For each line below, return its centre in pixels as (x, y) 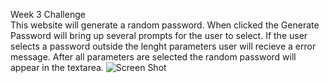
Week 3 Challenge (48, 14)
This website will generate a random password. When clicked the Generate (165, 25)
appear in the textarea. (57, 67)
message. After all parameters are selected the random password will (153, 57)
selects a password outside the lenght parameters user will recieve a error (163, 46)
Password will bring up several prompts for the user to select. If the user (159, 35)
